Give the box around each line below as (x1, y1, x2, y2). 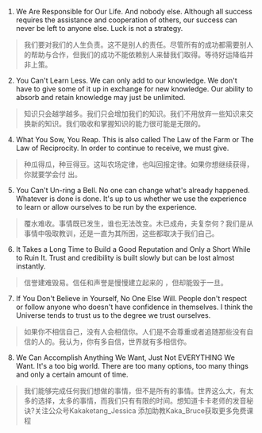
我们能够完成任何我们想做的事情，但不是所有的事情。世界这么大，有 (23, 386, 247, 396)
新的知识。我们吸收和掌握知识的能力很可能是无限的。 (30, 119, 205, 128)
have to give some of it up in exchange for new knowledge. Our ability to (15, 84, 253, 94)
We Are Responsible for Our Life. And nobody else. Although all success (15, 7, 252, 16)
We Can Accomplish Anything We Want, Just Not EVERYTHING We (15, 353, 236, 362)
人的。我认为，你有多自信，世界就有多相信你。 (37, 337, 191, 346)
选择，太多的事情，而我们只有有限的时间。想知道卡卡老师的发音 (37, 396, 247, 405)
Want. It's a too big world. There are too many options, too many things (15, 361, 249, 370)
